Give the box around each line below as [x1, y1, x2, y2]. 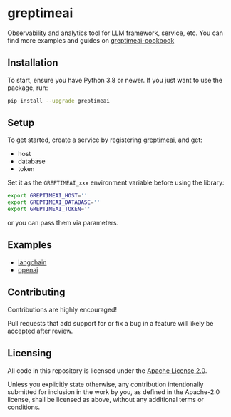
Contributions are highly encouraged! [7, 305, 118, 314]
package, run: [7, 83, 48, 92]
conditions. [7, 403, 41, 411]
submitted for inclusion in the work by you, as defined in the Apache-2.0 [7, 387, 220, 396]
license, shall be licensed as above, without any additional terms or [7, 395, 205, 403]
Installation [7, 57, 58, 69]
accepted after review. [7, 326, 73, 335]
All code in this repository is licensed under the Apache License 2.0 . [7, 366, 207, 375]
